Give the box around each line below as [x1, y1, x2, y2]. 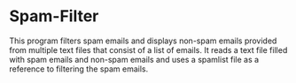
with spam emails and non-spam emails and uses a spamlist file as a [9, 54, 260, 64]
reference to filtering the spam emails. [9, 64, 149, 74]
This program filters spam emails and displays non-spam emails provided [9, 35, 277, 46]
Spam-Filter [9, 6, 99, 26]
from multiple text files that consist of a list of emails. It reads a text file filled [9, 44, 288, 55]
